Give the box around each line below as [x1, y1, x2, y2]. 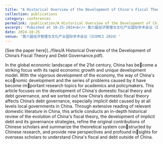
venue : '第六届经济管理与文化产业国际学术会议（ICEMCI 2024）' [5, 34, 121, 39]
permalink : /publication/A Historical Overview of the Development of [5, 20, 151, 26]
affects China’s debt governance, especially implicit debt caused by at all [5, 98, 151, 104]
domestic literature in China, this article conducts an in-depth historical [5, 108, 147, 114]
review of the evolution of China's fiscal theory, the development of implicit [5, 113, 155, 119]
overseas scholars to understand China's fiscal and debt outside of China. [5, 134, 153, 140]
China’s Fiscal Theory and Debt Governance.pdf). [5, 52, 104, 58]
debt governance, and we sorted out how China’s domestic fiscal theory [5, 93, 149, 98]
